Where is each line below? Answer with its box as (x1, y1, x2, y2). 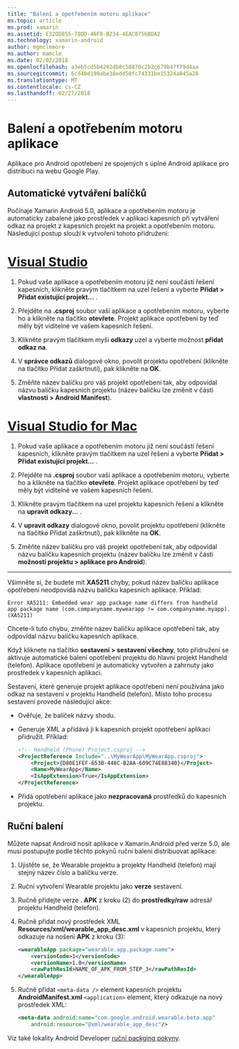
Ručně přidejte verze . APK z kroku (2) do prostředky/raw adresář (17, 895, 213, 904)
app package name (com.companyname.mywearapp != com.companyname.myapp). (7, 605, 231, 612)
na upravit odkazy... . (17, 507, 83, 516)
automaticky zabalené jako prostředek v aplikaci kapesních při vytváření (7, 214, 219, 222)
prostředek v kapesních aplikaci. (7, 668, 103, 677)
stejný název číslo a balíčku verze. (17, 868, 119, 877)
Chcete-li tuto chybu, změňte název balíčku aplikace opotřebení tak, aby (7, 624, 220, 632)
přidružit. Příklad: (17, 732, 69, 741)
